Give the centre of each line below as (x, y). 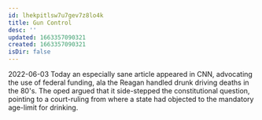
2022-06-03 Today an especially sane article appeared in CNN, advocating (131, 74)
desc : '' (22, 30)
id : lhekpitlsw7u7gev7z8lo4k (56, 15)
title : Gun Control (40, 23)
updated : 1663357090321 (47, 37)
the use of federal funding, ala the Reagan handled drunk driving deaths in (129, 82)
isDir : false (30, 52)
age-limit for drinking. (43, 107)
